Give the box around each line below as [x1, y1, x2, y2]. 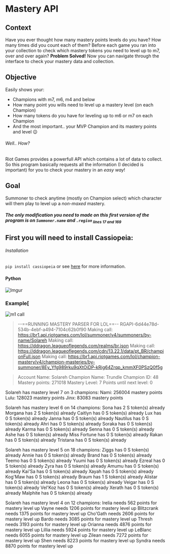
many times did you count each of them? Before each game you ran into [5, 42, 156, 48]
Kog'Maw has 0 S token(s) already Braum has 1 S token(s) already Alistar [5, 474, 158, 480]
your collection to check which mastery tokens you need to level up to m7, [5, 48, 160, 53]
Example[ [5, 300, 29, 307]
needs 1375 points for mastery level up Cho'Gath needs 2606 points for [5, 511, 155, 517]
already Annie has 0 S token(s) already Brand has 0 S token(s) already [5, 452, 152, 459]
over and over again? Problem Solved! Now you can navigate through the [5, 53, 159, 59]
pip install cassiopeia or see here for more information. [5, 263, 126, 269]
